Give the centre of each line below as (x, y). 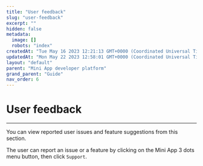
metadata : (19, 35)
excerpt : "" (21, 23)
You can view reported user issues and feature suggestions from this (92, 132)
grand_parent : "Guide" (35, 74)
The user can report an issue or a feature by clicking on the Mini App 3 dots (100, 150)
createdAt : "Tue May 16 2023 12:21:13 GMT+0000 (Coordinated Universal (98, 51)
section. (16, 138)
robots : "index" (32, 46)
